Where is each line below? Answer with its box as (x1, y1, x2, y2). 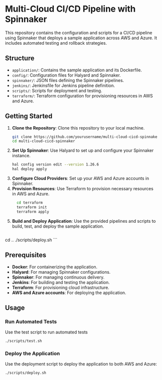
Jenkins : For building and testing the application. (12, 279, 110, 285)
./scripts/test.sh (5, 339, 42, 344)
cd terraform (16, 200, 43, 205)
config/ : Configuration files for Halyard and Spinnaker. (12, 72, 121, 78)
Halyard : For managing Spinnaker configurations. (12, 269, 111, 275)
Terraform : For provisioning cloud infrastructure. (12, 284, 110, 290)
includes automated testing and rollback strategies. (5, 40, 107, 46)
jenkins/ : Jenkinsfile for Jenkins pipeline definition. (12, 83, 115, 88)
